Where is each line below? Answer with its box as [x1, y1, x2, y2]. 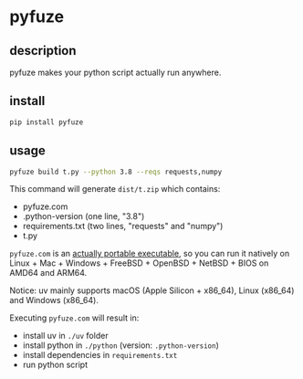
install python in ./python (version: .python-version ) [22, 340, 219, 351]
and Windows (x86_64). [9, 295, 99, 306]
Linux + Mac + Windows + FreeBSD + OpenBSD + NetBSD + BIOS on [9, 258, 269, 268]
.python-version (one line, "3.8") [22, 211, 145, 222]
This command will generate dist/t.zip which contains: [9, 184, 221, 195]
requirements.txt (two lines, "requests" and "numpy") [22, 221, 224, 232]
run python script [22, 359, 89, 371]
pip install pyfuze [9, 117, 84, 127]
